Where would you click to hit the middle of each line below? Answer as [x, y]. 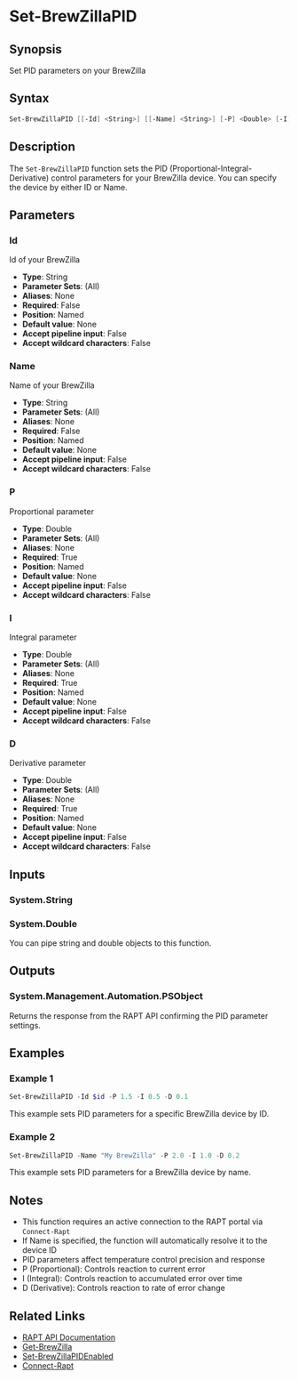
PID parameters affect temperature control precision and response [144, 1260]
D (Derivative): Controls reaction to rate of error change [124, 1288]
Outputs [32, 971]
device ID [39, 1250]
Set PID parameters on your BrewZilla [78, 70]
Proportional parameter [52, 511]
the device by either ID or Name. [68, 187]
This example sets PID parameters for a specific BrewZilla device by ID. [139, 1114]
